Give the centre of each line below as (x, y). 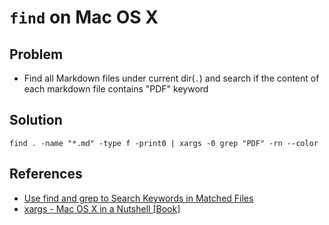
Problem (36, 54)
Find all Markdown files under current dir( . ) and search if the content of (171, 78)
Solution (36, 120)
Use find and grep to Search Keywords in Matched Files (138, 198)
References (46, 174)
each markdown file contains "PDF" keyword (116, 89)
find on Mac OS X (84, 17)
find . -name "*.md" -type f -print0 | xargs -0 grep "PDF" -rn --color (164, 143)
